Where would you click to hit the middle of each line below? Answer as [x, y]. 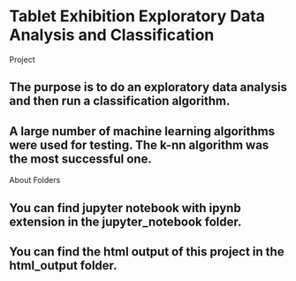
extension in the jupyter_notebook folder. [125, 221]
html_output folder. [63, 266]
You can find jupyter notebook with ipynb [125, 208]
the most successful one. [80, 159]
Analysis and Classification [112, 35]
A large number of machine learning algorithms [142, 131]
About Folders [35, 180]
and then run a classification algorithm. [120, 101]
